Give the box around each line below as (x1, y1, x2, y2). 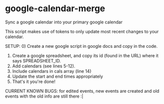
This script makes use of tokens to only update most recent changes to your (5, 28, 159, 34)
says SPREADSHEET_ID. (12, 58, 61, 63)
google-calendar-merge (5, 3, 105, 14)
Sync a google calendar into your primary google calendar (5, 19, 123, 25)
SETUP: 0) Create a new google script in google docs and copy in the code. (5, 43, 158, 49)
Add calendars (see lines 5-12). (12, 63, 75, 69)
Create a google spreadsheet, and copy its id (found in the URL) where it (12, 52, 159, 59)
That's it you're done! (12, 79, 56, 84)
